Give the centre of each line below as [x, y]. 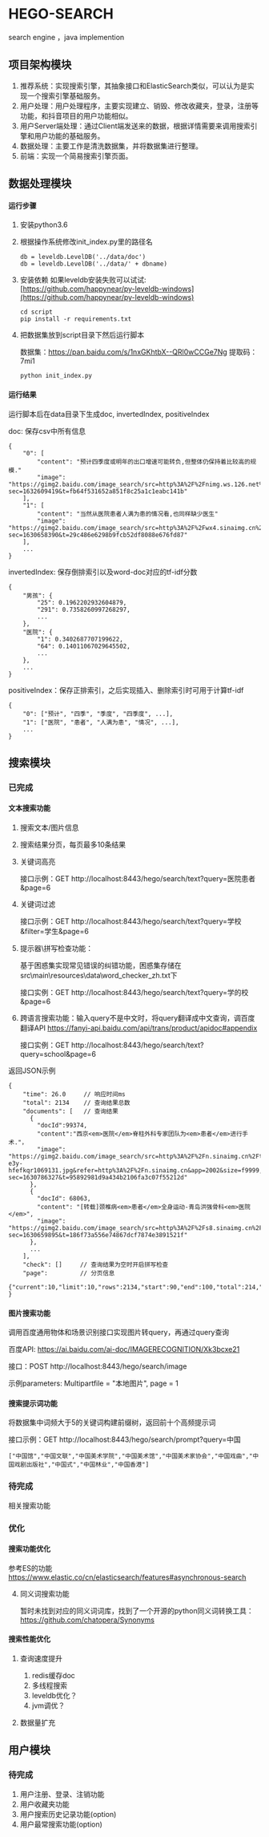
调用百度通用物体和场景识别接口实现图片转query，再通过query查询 [119, 1333]
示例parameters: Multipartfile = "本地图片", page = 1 [93, 1383]
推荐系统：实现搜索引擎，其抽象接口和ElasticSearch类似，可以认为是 [134, 86]
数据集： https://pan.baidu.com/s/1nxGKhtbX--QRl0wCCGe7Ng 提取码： [139, 352]
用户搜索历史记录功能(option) [68, 1814]
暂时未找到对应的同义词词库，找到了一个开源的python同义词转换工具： [137, 1610]
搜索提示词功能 [33, 1403]
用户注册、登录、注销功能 [62, 1794]
